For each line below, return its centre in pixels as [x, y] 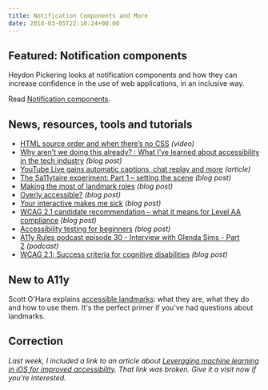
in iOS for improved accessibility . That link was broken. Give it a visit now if [132, 369]
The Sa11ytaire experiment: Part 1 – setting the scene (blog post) [126, 178]
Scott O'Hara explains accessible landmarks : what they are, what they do [129, 299]
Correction [36, 341]
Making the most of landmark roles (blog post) [96, 186]
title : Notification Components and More [78, 16]
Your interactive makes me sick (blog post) [90, 203]
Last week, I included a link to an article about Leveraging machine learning [134, 360]
